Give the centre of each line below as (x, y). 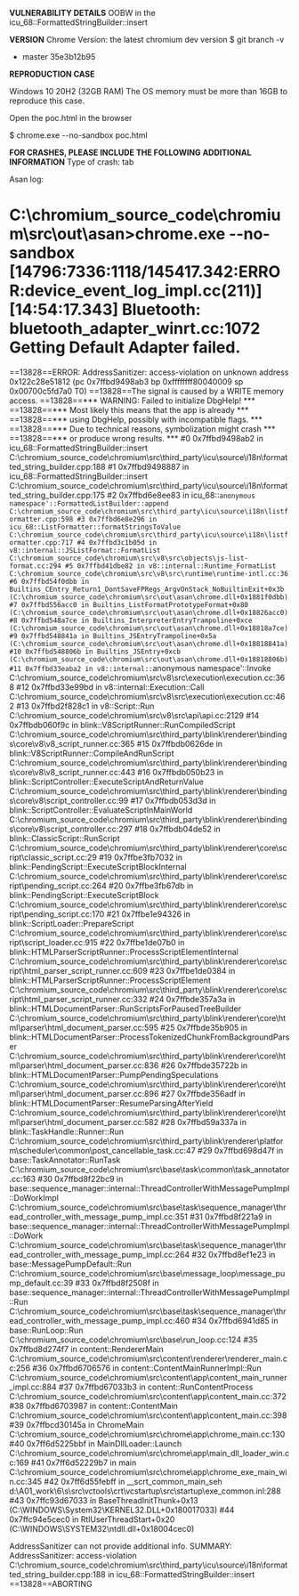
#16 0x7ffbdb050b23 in (181, 772)
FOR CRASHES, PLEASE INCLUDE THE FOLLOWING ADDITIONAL (130, 152)
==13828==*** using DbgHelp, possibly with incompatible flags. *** (136, 419)
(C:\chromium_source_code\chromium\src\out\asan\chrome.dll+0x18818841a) (149, 644)
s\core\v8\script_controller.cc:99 (69, 800)
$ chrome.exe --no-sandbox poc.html (79, 135)
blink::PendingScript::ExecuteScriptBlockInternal (98, 866)
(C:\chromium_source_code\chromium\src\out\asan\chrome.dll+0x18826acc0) (149, 612)
